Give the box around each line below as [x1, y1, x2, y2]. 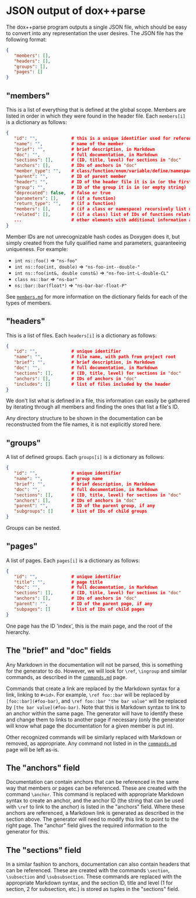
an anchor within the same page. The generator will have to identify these [6, 710, 183, 717]
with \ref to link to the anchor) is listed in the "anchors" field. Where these [6, 803, 185, 810]
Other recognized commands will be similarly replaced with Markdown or [6, 734, 182, 741]
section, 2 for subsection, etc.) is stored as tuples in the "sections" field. [6, 886, 180, 893]
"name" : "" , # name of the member [13, 140, 124, 147]
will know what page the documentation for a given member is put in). [6, 722, 174, 729]
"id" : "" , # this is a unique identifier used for [13, 135, 171, 141]
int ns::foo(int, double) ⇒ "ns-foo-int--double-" [14, 263, 141, 270]
